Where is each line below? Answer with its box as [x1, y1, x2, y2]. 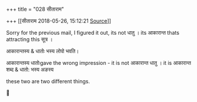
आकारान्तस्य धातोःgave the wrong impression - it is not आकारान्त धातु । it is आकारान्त [6, 60, 191, 66]
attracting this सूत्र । [6, 36, 53, 42]
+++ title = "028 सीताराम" [6, 6, 64, 12]
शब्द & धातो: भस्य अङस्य [6, 66, 54, 73]
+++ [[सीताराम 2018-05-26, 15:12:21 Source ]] [6, 18, 111, 24]
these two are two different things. [6, 78, 91, 85]
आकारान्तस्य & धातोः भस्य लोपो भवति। [6, 48, 79, 54]
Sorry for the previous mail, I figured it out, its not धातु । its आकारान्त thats [6, 29, 179, 36]
